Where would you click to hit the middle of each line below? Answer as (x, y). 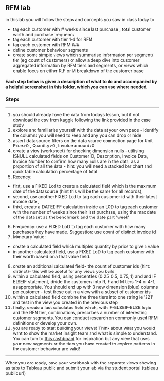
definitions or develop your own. (45, 323)
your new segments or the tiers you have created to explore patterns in (84, 344)
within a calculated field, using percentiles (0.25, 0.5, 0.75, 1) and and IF (84, 276)
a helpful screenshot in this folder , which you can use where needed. (77, 87)
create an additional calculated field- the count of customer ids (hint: (81, 266)
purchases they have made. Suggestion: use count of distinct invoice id (84, 232)
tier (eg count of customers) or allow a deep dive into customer (76, 60)
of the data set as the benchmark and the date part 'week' (71, 217)
